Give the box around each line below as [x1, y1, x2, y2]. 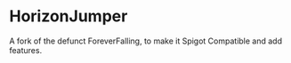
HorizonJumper [9, 6, 128, 27]
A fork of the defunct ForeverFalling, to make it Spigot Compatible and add [9, 35, 283, 46]
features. [9, 44, 43, 55]
